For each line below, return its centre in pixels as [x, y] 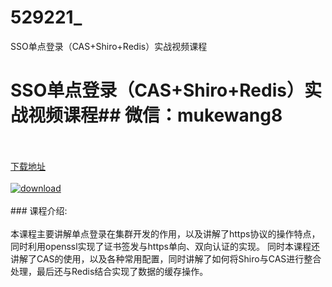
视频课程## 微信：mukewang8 [155, 115]
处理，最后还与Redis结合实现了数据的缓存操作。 [109, 271]
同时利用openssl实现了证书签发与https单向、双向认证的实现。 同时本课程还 [165, 246]
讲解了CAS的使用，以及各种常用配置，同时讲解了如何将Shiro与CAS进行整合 [166, 258]
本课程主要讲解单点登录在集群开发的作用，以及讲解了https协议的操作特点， [165, 233]
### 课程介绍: [39, 210]
